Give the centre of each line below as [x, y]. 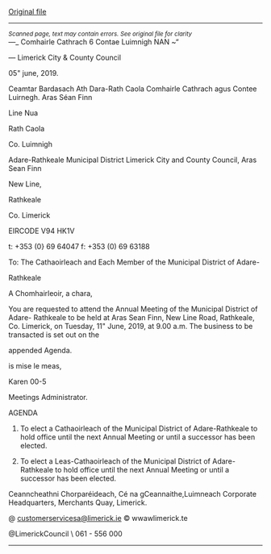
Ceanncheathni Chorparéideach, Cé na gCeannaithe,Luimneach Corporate [132, 494]
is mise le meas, [35, 366]
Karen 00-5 [27, 381]
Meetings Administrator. [48, 397]
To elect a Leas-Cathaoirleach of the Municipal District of [115, 461]
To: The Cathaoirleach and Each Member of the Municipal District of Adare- [134, 262]
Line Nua [23, 113]
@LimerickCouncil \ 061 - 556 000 [65, 534]
